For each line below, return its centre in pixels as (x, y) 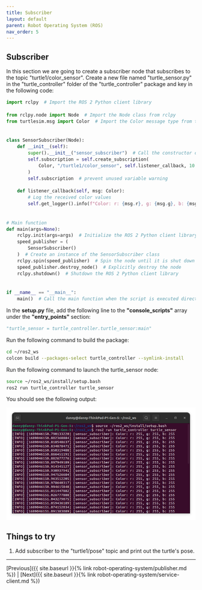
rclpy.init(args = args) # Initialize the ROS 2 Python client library (107, 235)
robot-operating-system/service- (138, 575)
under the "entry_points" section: (49, 317)
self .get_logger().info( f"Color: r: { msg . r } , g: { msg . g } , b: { (109, 204)
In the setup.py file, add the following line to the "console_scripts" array (97, 310)
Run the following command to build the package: (68, 340)
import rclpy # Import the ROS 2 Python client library (79, 102)
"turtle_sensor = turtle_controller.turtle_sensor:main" (79, 329)
